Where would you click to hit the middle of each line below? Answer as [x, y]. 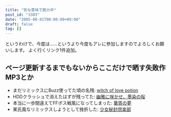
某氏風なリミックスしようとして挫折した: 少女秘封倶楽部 [72, 109]
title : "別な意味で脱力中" [31, 10]
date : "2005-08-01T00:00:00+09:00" [43, 19]
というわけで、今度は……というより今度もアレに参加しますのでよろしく [80, 44]
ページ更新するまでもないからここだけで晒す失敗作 [85, 68]
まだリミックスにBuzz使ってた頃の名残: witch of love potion [75, 90]
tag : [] [13, 29]
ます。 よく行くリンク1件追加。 [47, 50]
